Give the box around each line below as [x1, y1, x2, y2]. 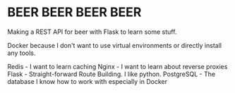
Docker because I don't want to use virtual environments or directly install [7, 41, 222, 49]
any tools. [7, 49, 36, 57]
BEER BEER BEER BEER [7, 4, 142, 20]
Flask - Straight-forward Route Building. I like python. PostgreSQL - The [7, 70, 216, 78]
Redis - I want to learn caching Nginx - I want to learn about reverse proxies [7, 62, 228, 70]
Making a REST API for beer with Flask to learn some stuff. [7, 27, 177, 36]
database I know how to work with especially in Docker [7, 77, 168, 85]
